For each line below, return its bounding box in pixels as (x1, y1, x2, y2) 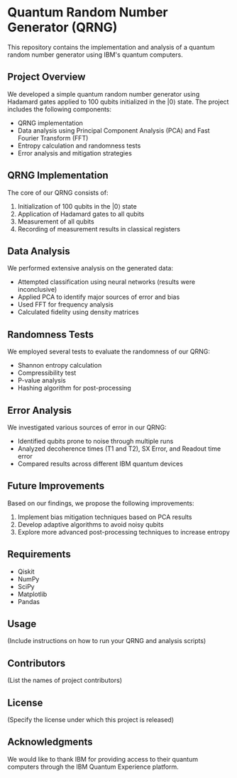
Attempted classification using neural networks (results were (17, 278, 196, 286)
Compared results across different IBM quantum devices (17, 459, 183, 468)
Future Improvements (7, 480, 105, 492)
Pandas (17, 597, 40, 606)
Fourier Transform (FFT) (17, 133, 89, 142)
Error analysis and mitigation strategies (17, 148, 133, 157)
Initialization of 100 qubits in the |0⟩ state (17, 202, 137, 210)
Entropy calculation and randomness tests (17, 141, 141, 150)
